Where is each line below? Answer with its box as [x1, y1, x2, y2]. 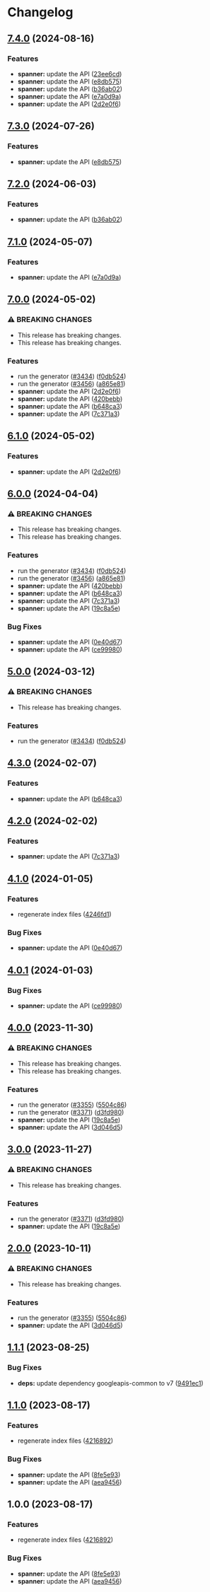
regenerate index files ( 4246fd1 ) [17, 910, 112, 918]
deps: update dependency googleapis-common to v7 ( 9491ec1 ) [17, 1378, 204, 1387]
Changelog [7, 4, 74, 21]
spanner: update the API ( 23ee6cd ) [17, 69, 122, 78]
